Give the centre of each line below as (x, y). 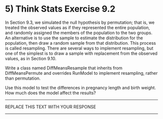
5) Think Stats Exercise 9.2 (60, 9)
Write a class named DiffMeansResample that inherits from (64, 68)
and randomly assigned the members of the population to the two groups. (79, 33)
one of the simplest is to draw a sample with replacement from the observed (81, 53)
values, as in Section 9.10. (31, 58)
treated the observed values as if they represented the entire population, (78, 27)
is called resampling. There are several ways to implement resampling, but (79, 48)
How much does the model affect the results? (50, 93)
